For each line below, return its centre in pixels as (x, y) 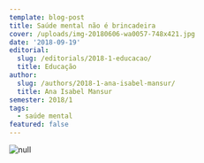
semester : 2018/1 (41, 100)
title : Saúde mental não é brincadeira (83, 26)
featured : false (39, 125)
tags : (19, 108)
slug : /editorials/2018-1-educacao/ (84, 58)
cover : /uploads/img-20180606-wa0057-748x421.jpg (102, 34)
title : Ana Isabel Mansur (65, 91)
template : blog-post (47, 17)
